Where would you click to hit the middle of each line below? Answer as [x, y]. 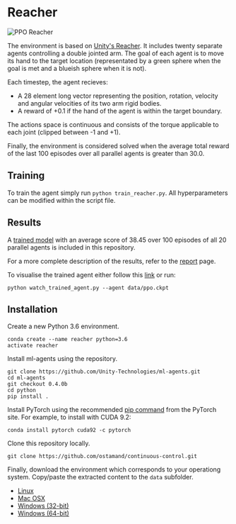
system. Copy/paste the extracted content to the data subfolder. [100, 477]
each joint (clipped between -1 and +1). [64, 132]
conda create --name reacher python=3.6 [68, 340]
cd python [22, 391]
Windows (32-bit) [43, 506]
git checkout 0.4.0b [38, 384]
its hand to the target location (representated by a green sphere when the [114, 60]
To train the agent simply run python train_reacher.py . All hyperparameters [118, 193]
